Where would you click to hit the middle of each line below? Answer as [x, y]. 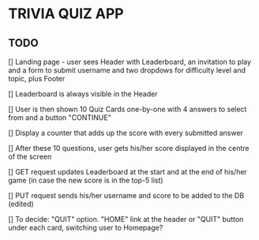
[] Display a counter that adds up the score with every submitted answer [126, 133]
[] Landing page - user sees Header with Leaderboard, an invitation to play [129, 62]
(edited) [21, 204]
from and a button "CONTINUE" [60, 118]
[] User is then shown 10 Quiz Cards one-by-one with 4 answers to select [128, 109]
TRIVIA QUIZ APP [66, 14]
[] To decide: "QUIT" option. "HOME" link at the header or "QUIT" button [126, 219]
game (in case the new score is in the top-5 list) [86, 180]
